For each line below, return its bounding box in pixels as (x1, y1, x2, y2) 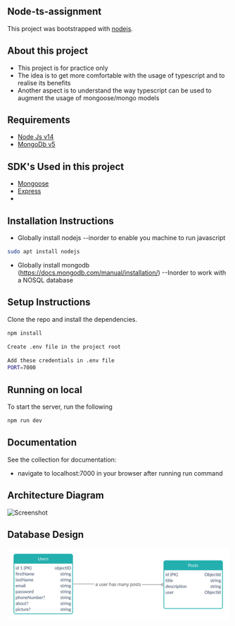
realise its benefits (17, 78, 71, 87)
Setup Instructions (7, 296, 91, 308)
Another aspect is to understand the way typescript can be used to (17, 86, 212, 95)
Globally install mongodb (17, 260, 90, 269)
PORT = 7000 (7, 364, 37, 371)
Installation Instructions (7, 215, 115, 227)
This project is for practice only (17, 64, 108, 72)
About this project (7, 45, 89, 57)
